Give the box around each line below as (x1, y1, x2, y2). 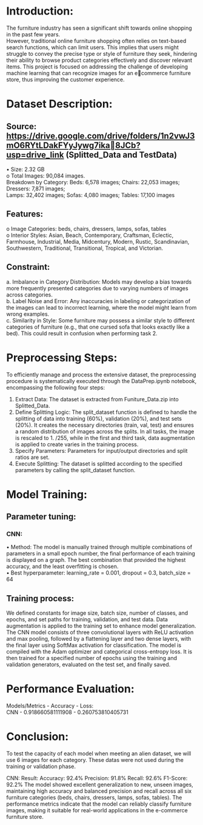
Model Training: (6, 487, 88, 501)
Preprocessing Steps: (6, 350, 118, 364)
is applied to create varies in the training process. (15, 441, 139, 448)
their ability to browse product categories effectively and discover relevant (6, 56, 193, 64)
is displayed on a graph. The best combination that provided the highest (6, 556, 186, 564)
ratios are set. (15, 453, 50, 461)
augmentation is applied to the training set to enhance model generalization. (6, 623, 196, 630)
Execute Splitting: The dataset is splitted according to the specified (15, 459, 183, 467)
